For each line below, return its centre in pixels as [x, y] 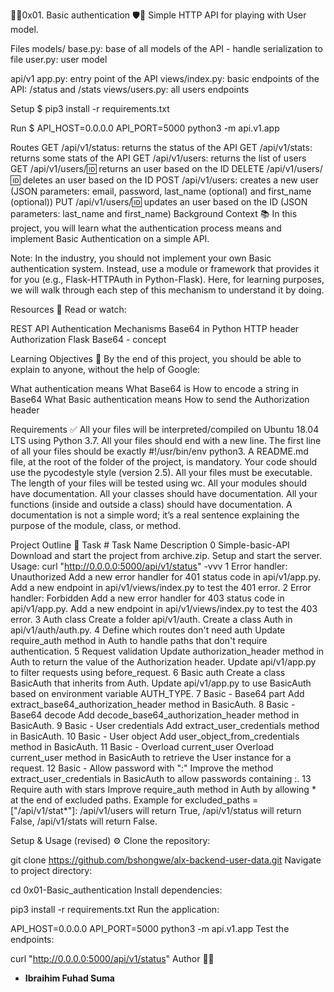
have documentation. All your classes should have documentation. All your [164, 493]
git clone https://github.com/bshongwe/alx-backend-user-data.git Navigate [166, 860]
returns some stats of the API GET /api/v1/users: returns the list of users [158, 158]
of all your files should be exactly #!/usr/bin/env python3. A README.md [159, 451]
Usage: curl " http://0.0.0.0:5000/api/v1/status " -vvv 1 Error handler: [149, 566]
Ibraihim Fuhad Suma [69, 978]
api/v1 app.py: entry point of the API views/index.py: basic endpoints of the [165, 78]
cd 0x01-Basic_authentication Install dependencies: [116, 890]
